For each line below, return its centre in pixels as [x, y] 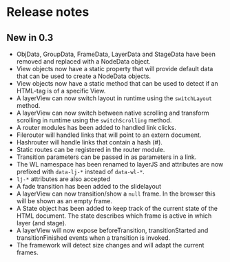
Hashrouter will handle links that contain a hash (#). [90, 142]
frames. [27, 252]
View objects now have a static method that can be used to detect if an [117, 83]
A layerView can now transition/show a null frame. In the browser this [116, 194]
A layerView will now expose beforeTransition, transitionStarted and [112, 230]
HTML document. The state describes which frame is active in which [114, 216]
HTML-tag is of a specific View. [61, 91]
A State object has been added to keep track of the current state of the [117, 208]
